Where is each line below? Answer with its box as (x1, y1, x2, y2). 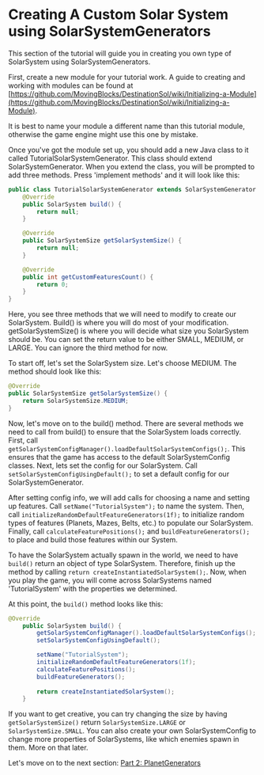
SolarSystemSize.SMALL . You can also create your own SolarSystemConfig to (8, 726, 257, 735)
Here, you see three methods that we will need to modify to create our (8, 310, 237, 319)
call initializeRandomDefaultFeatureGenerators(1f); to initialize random (8, 509, 245, 519)
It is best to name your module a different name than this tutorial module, (8, 121, 245, 131)
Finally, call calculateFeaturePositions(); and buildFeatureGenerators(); (8, 526, 251, 536)
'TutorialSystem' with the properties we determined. (8, 583, 178, 593)
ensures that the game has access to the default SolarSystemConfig (8, 452, 231, 462)
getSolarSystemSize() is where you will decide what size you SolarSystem (8, 326, 249, 336)
